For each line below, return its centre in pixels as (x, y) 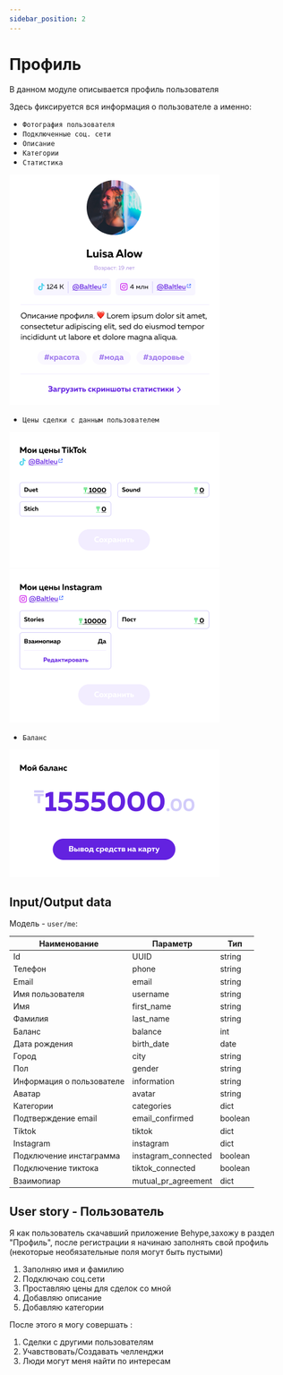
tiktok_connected (164, 1168)
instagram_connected (172, 1156)
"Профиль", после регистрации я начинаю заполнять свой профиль (139, 1242)
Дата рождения (43, 1044)
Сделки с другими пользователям (88, 1342)
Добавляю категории (63, 1307)
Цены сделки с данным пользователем (90, 420)
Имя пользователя (49, 994)
